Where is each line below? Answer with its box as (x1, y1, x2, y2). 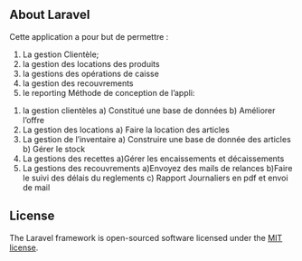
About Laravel (9, 7, 90, 23)
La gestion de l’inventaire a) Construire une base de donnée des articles (22, 133, 291, 144)
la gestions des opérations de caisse (22, 68, 160, 79)
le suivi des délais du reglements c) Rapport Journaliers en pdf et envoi (22, 172, 288, 183)
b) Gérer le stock (22, 143, 86, 154)
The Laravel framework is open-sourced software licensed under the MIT (9, 232, 283, 243)
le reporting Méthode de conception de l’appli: (22, 87, 195, 98)
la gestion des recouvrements (22, 77, 134, 89)
